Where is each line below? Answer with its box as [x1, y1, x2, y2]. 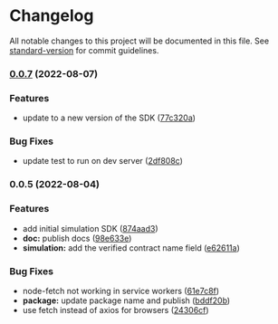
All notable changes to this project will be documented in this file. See [9, 35, 270, 46]
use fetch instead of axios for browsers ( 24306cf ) [22, 304, 210, 315]
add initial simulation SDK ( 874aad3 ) [22, 223, 158, 233]
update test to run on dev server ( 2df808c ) [22, 156, 184, 167]
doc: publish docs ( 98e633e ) [22, 233, 132, 243]
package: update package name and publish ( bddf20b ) [22, 295, 231, 306]
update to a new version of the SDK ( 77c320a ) [22, 112, 197, 123]
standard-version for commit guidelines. [9, 44, 159, 55]
